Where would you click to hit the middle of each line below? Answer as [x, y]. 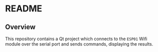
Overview [20, 27]
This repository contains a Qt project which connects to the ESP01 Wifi [76, 39]
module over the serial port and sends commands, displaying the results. [79, 44]
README [24, 9]
